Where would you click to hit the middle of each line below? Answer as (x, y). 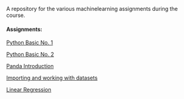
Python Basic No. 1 (30, 43)
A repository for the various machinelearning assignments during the (92, 9)
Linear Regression (29, 90)
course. (16, 15)
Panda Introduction (30, 66)
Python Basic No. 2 (30, 55)
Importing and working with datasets (52, 78)
